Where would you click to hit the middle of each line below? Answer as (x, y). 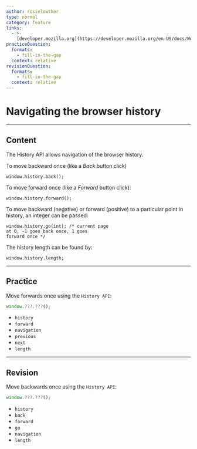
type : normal (22, 17)
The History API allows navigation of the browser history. (75, 154)
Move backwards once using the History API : (62, 387)
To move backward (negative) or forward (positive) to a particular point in (95, 209)
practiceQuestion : (28, 45)
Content (21, 141)
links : (14, 28)
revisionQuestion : (28, 66)
